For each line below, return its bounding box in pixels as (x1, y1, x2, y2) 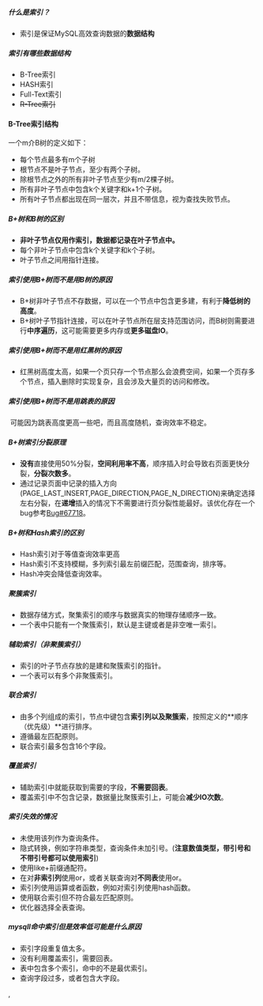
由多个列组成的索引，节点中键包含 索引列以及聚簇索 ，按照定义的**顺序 (19, 712, 249, 721)
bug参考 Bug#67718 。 (19, 508, 91, 517)
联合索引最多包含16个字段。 (19, 741, 111, 751)
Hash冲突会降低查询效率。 (19, 569, 107, 578)
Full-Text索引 (19, 89, 62, 99)
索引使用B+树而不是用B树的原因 (8, 274, 113, 284)
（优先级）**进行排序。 (19, 721, 96, 731)
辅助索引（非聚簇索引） (8, 639, 85, 649)
